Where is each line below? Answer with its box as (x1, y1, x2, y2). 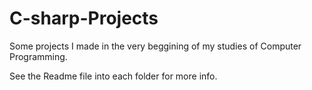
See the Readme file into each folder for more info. (9, 70, 218, 82)
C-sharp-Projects (9, 7, 159, 30)
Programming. (9, 50, 68, 62)
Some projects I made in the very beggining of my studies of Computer (9, 40, 302, 52)
